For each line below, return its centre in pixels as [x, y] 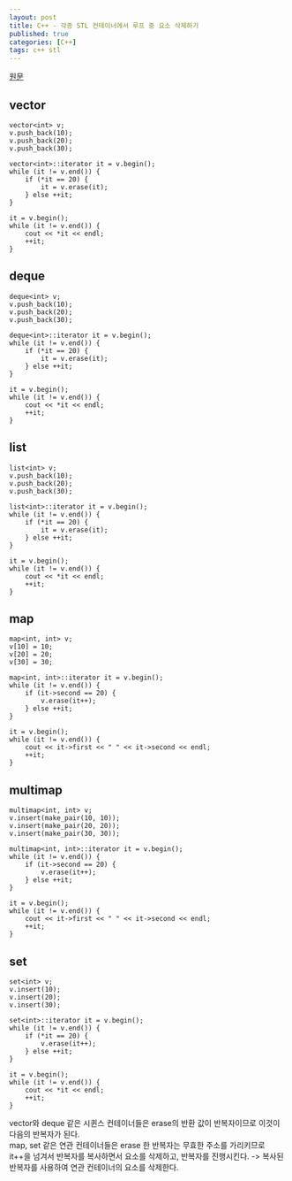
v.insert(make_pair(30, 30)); [65, 834]
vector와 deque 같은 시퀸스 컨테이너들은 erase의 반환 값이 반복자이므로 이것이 [145, 1123]
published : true [39, 34]
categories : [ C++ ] [43, 42]
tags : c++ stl [35, 50]
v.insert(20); [35, 997]
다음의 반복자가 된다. [45, 1134]
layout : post [33, 17]
